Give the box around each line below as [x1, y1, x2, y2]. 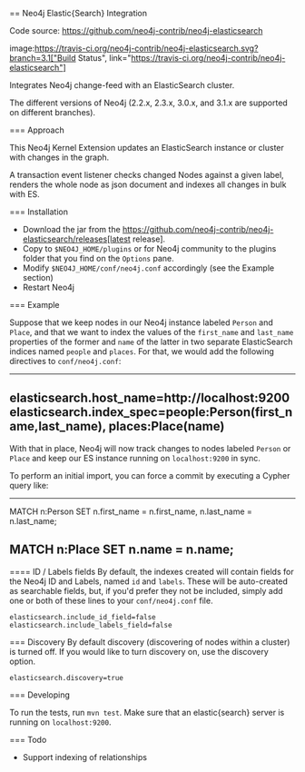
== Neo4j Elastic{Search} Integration [9, 8, 148, 18]
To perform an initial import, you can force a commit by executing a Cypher [9, 470, 290, 480]
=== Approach [9, 124, 65, 135]
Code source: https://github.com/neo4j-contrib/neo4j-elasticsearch [9, 25, 263, 35]
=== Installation [9, 206, 68, 217]
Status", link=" [77, 53, 132, 63]
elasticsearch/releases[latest [22, 233, 132, 244]
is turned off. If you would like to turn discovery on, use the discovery [9, 646, 270, 657]
